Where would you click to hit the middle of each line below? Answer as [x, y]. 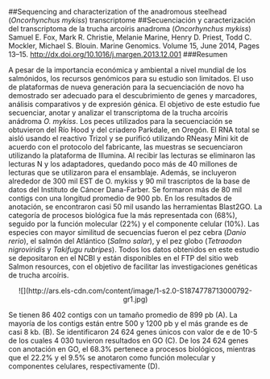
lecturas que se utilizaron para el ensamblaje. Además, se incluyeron [123, 173]
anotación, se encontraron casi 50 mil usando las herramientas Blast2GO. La [135, 207]
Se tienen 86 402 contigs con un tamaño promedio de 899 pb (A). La [123, 315]
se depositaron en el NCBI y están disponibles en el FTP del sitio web [124, 258]
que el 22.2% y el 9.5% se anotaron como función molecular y [112, 358]
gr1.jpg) [135, 299]
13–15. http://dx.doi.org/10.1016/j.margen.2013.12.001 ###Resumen [118, 54]
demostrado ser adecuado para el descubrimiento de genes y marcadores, [133, 95]
